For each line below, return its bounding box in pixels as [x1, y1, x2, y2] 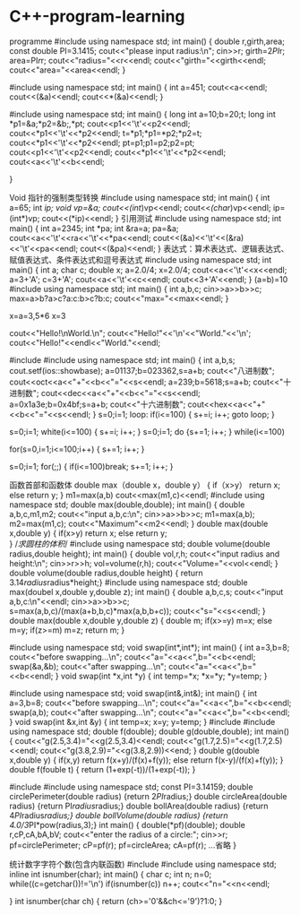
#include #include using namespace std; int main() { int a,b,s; [9, 354, 236, 365]
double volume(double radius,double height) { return [9, 567, 203, 578]
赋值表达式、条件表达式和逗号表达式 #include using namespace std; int [9, 254, 272, 265]
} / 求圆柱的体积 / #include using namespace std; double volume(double [9, 538, 270, 548]
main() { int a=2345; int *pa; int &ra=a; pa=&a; [9, 222, 179, 234]
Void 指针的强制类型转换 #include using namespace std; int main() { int [9, 192, 270, 203]
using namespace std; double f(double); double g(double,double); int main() [9, 726, 289, 737]
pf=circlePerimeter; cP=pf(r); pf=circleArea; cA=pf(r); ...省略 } [9, 840, 237, 850]
